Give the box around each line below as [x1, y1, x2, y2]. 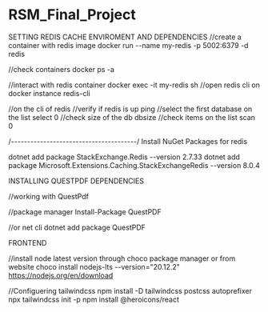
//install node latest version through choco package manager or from [8, 254, 236, 263]
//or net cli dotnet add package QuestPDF [8, 222, 146, 232]
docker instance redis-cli [8, 88, 90, 98]
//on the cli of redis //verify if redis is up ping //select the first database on [8, 104, 253, 114]
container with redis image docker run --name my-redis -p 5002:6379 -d [8, 40, 249, 50]
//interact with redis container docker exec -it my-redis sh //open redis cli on [8, 80, 260, 90]
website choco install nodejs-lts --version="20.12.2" [8, 262, 180, 271]
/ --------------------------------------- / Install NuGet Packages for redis [8, 136, 248, 146]
